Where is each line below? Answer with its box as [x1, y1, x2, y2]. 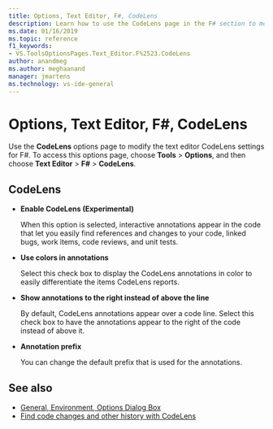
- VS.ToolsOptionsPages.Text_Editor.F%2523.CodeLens [8, 50, 191, 58]
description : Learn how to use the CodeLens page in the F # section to [8, 19, 256, 28]
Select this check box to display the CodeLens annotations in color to [19, 269, 253, 279]
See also [8, 381, 53, 395]
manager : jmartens [8, 72, 71, 80]
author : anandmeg [8, 58, 67, 66]
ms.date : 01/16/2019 [8, 27, 79, 35]
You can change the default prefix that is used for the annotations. [19, 357, 242, 367]
